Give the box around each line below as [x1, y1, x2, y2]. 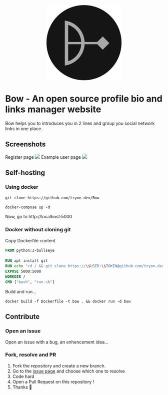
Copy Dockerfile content [5, 237, 56, 243]
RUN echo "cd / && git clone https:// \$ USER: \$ [5, 264, 106, 269]
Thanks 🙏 [12, 384, 32, 390]
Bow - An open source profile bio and [5, 93, 162, 105]
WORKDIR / [5, 274, 26, 279]
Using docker [5, 184, 38, 191]
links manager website [5, 104, 101, 115]
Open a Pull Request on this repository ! [12, 378, 94, 384]
